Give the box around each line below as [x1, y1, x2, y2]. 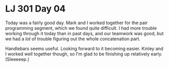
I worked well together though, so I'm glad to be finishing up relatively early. [5, 51, 162, 57]
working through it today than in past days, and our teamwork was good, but [5, 30, 164, 36]
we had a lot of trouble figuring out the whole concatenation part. [5, 36, 141, 42]
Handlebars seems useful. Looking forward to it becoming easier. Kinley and [5, 45, 163, 51]
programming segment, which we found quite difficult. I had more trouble [5, 25, 157, 31]
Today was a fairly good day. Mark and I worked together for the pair [5, 20, 148, 26]
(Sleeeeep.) [5, 56, 30, 62]
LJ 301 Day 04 [5, 3, 66, 15]
